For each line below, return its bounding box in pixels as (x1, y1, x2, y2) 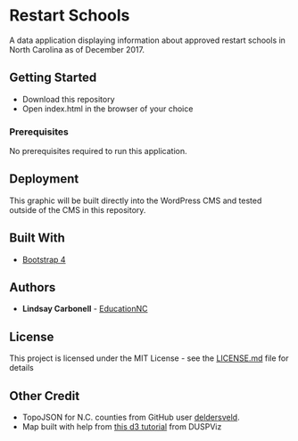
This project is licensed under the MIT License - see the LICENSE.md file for (9, 353, 289, 363)
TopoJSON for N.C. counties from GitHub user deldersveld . (21, 412, 240, 423)
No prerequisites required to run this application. (9, 146, 187, 157)
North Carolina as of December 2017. (9, 44, 145, 54)
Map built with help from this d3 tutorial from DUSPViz (21, 421, 222, 432)
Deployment (9, 171, 79, 187)
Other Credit (9, 388, 80, 404)
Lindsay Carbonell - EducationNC (21, 304, 148, 314)
